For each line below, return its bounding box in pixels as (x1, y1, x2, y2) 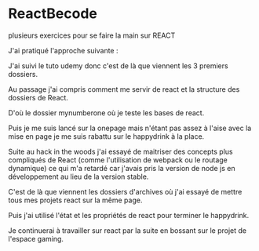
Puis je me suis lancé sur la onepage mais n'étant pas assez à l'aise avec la (8, 123, 252, 133)
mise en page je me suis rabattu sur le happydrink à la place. (8, 131, 205, 141)
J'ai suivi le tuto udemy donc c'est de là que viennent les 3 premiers (8, 60, 229, 71)
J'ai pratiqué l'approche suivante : (8, 45, 119, 55)
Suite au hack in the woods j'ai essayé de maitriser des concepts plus (8, 147, 233, 156)
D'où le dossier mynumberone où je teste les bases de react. (8, 107, 205, 118)
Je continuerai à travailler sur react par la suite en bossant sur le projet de (8, 225, 247, 235)
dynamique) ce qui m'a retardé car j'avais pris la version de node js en (8, 163, 235, 173)
